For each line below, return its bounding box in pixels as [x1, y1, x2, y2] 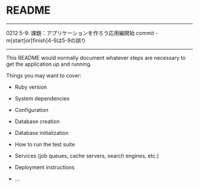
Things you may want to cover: [6, 72, 82, 79]
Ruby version [14, 83, 47, 91]
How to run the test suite [14, 140, 75, 148]
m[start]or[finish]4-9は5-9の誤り [6, 37, 86, 44]
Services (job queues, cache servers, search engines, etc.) [14, 152, 159, 159]
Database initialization [14, 129, 69, 136]
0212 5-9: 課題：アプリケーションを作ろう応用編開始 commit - [6, 29, 158, 36]
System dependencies [14, 95, 70, 102]
